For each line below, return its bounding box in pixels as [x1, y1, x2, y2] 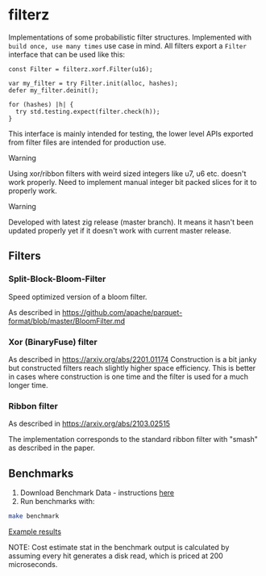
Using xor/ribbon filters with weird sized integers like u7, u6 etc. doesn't [8, 168, 247, 179]
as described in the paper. [8, 443, 95, 453]
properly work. [8, 186, 58, 196]
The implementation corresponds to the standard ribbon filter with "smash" [8, 435, 258, 444]
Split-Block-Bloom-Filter [8, 273, 106, 284]
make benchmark [8, 512, 60, 520]
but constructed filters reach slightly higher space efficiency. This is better [8, 363, 256, 372]
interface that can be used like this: [8, 49, 126, 59]
